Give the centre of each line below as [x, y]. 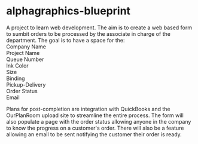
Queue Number [25, 59]
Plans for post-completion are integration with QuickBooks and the [88, 109]
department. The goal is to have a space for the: [66, 40]
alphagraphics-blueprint [68, 11]
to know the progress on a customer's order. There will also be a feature [95, 128]
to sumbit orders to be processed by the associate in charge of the [88, 33]
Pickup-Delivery [26, 84]
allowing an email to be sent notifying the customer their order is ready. [94, 134]
